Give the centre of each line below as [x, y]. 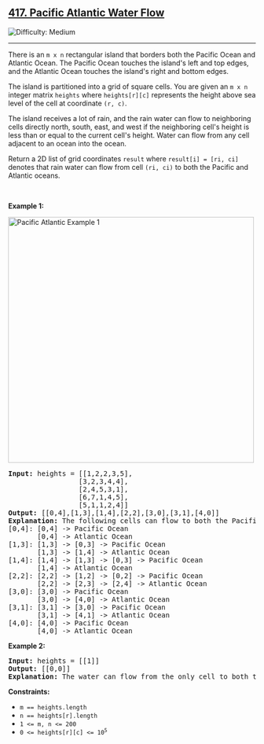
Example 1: [26, 206]
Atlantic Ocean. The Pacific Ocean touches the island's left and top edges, [128, 63]
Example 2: [27, 646]
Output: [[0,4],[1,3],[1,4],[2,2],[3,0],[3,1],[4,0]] [114, 513]
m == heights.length [53, 707]
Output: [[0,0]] [39, 668]
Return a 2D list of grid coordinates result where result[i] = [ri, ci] [123, 158]
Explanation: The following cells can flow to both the [118, 521]
